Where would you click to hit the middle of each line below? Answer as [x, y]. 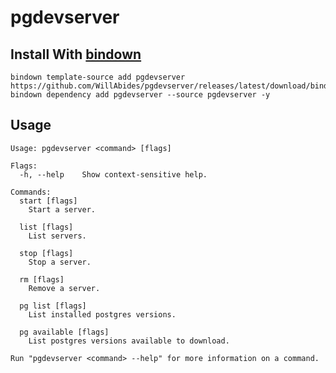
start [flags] [48, 201]
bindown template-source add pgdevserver [98, 77]
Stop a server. [60, 262]
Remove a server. [64, 288]
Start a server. [62, 209]
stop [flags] [46, 253]
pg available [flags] [64, 332]
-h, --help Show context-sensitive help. [113, 174]
